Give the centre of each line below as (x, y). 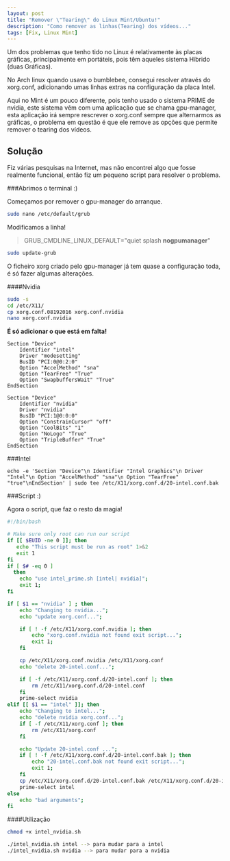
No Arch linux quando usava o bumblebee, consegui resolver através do (109, 80)
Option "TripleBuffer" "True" (63, 440)
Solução (25, 151)
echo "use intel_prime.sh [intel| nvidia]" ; (84, 579)
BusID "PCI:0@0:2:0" (49, 362)
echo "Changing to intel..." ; (63, 711)
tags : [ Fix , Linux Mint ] (42, 33)
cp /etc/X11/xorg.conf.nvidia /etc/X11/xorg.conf (92, 661)
